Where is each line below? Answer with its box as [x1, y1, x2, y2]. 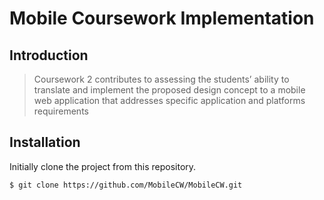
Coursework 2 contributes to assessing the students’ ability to [33, 73, 290, 85]
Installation [9, 134, 81, 151]
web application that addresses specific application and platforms [33, 95, 306, 106]
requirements [33, 105, 89, 117]
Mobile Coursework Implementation [9, 7, 315, 30]
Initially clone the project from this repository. [9, 160, 197, 172]
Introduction [9, 47, 89, 64]
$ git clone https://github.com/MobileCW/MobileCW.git [9, 180, 243, 190]
